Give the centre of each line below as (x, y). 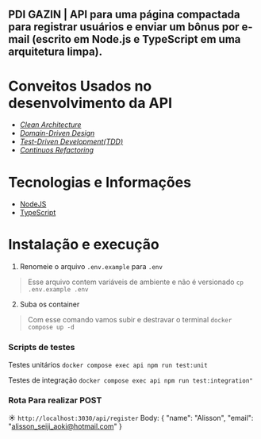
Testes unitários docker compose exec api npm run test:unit (108, 364)
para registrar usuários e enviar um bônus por (124, 27)
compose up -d (51, 327)
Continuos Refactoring (56, 150)
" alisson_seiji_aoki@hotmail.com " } (65, 426)
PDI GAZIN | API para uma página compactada (124, 15)
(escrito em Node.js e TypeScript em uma (136, 39)
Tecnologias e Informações (100, 182)
